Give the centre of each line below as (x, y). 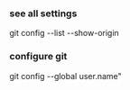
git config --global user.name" (65, 76)
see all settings (43, 13)
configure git (38, 57)
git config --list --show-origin (64, 33)
